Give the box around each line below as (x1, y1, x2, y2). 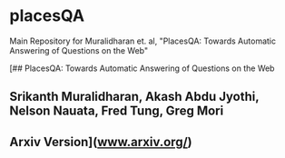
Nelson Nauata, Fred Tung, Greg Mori (9, 104, 224, 119)
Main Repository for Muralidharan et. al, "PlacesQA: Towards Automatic (9, 35, 277, 46)
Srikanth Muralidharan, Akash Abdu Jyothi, (9, 89, 260, 104)
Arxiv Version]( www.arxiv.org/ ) (9, 133, 192, 150)
